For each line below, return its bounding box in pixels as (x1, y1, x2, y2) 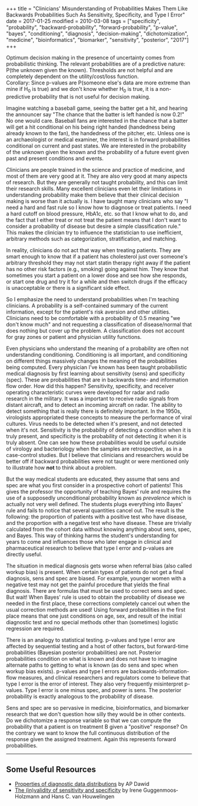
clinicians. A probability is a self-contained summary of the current (6, 302, 168, 309)
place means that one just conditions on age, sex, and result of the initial (6, 612, 182, 619)
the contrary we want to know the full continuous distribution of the (6, 729, 170, 736)
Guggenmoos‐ (143, 787, 179, 794)
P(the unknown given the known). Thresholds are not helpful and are (6, 67, 173, 73)
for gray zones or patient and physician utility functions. (6, 333, 142, 340)
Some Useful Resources (6, 765, 96, 775)
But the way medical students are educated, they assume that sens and (6, 475, 180, 482)
